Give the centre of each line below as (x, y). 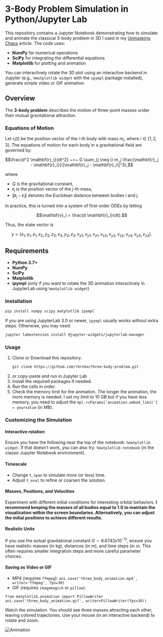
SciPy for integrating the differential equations (58, 58)
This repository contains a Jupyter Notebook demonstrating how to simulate (81, 33)
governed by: (18, 150)
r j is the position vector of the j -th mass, (52, 189)
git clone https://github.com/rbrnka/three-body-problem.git (75, 367)
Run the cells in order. (34, 386)
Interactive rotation (25, 431)
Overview (20, 98)
